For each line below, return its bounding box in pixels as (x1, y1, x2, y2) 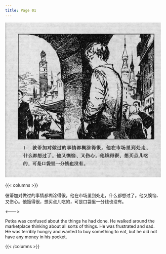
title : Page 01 (5, 8, 37, 13)
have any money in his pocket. (5, 234, 67, 240)
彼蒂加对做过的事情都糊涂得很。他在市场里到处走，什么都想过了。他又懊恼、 (5, 193, 161, 199)
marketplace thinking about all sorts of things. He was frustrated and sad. (5, 223, 155, 229)
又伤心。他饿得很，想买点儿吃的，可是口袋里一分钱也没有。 (5, 199, 126, 205)
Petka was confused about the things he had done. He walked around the (5, 218, 155, 224)
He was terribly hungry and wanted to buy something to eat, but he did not (5, 229, 157, 235)
